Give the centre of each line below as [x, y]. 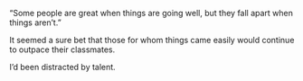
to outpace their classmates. [62, 49]
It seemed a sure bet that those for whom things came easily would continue [152, 40]
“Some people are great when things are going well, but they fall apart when [151, 13]
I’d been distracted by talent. [62, 67]
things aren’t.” [35, 22]
